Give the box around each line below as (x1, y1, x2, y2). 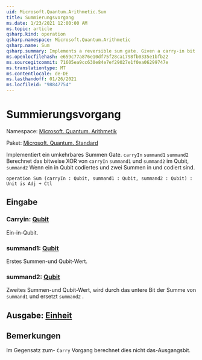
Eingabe (6, 197, 38, 207)
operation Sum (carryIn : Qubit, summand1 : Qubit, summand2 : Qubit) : (6, 175, 193, 182)
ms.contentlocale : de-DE (6, 71, 69, 77)
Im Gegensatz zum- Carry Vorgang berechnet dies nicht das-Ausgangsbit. (6, 347, 191, 354)
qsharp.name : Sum (6, 43, 50, 49)
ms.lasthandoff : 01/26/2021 (6, 76, 77, 82)
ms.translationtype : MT (6, 65, 66, 71)
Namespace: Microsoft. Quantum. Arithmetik (6, 127, 118, 134)
